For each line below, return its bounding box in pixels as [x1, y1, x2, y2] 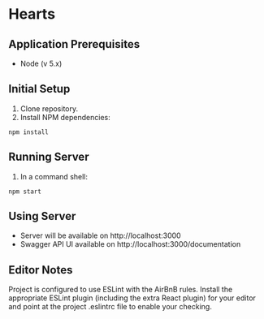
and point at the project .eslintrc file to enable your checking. [8, 302, 213, 312]
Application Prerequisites [8, 37, 141, 51]
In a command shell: [19, 171, 88, 181]
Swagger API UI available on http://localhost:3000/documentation [19, 239, 241, 249]
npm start [8, 188, 42, 196]
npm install [8, 127, 49, 136]
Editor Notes [8, 263, 73, 277]
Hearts [8, 5, 55, 24]
